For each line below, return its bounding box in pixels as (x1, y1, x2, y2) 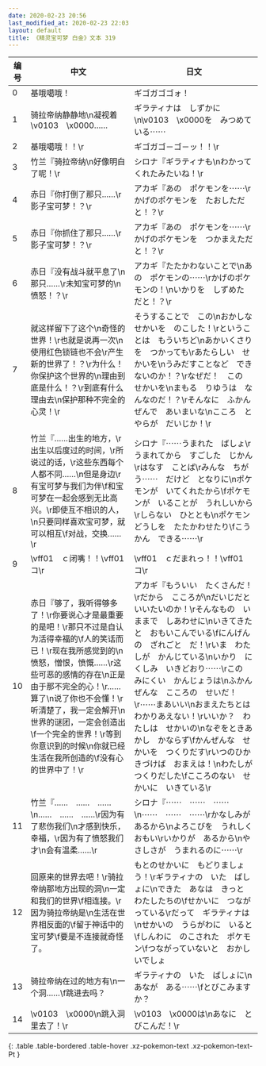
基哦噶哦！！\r (30, 141, 85, 152)
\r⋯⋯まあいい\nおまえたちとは (134, 699, 251, 710)
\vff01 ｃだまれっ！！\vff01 (134, 553, 244, 564)
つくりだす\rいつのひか (165, 747, 252, 758)
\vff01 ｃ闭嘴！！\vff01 (30, 553, 125, 564)
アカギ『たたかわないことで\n (134, 260, 245, 271)
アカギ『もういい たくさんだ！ (134, 580, 253, 591)
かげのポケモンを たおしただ (134, 195, 245, 206)
